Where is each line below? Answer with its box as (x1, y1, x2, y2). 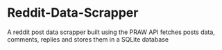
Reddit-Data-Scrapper (7, 5, 139, 21)
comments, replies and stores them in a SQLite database (7, 35, 169, 43)
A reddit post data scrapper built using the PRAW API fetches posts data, (7, 28, 215, 36)
